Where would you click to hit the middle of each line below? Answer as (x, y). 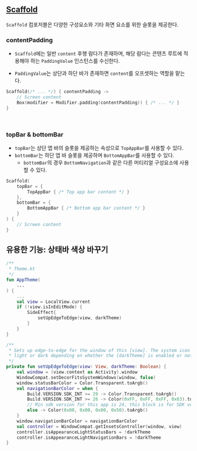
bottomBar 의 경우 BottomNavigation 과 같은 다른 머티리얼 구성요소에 (101, 162)
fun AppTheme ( (23, 280)
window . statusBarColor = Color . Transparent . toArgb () (82, 383)
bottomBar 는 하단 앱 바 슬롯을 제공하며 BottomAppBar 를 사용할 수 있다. (94, 155)
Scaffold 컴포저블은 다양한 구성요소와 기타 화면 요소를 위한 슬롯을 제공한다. (92, 24)
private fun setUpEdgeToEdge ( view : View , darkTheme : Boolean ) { (86, 367)
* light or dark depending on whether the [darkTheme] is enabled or (95, 356)
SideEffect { (42, 313)
